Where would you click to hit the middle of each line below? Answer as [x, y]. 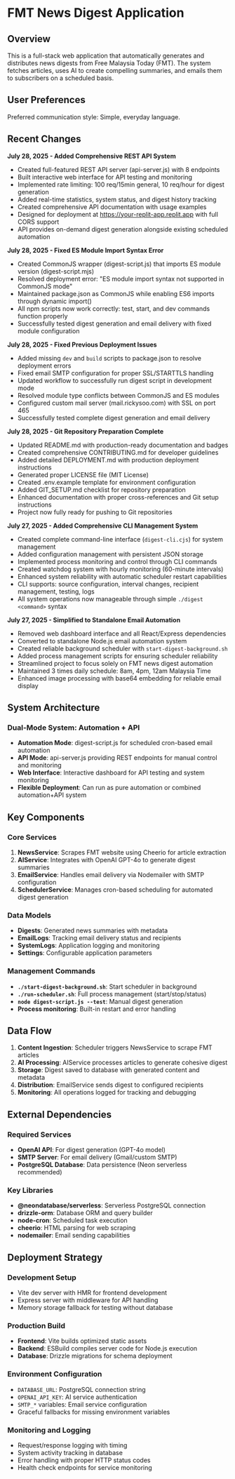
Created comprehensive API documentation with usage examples [112, 207]
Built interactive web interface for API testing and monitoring [105, 177]
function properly [42, 316]
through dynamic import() [55, 301]
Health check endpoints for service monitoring [85, 1467]
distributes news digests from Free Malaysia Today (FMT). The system [109, 63]
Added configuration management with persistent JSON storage [110, 554]
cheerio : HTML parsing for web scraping [76, 1228]
